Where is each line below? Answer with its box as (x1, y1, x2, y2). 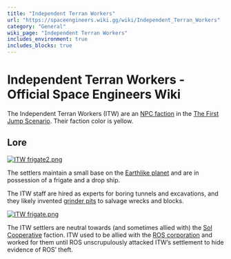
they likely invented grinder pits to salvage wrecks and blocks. (7, 196, 184, 204)
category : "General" (7, 23, 67, 30)
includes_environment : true (7, 36, 88, 43)
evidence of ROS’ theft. (7, 245, 74, 253)
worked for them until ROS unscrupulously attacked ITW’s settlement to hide (7, 238, 224, 246)
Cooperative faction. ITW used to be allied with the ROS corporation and (7, 231, 212, 239)
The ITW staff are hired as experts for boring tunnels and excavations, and (7, 189, 219, 198)
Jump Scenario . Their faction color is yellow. (7, 117, 134, 125)
